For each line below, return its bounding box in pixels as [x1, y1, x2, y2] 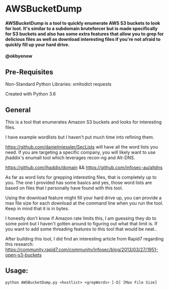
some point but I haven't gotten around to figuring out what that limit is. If [5, 221, 158, 226]
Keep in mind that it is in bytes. [5, 206, 69, 211]
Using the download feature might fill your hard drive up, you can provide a [5, 195, 162, 201]
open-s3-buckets [5, 252, 42, 258]
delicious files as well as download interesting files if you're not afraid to [5, 36, 161, 42]
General [5, 106, 31, 114]
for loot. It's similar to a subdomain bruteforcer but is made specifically [5, 25, 158, 31]
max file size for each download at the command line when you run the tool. [5, 200, 163, 206]
